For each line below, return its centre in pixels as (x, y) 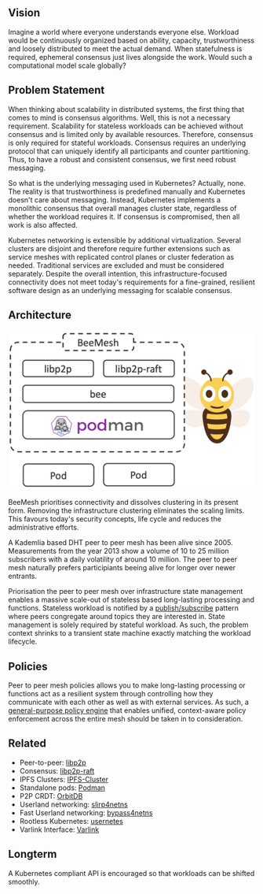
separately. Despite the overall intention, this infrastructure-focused (118, 273)
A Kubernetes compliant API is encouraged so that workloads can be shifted (131, 873)
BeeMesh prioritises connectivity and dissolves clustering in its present (123, 503)
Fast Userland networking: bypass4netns (86, 812)
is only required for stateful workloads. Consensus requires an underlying (127, 143)
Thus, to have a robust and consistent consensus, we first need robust (122, 159)
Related (27, 744)
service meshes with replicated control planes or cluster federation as (121, 257)
